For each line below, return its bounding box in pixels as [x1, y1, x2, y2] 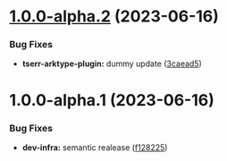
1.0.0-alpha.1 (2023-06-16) [9, 89, 214, 110]
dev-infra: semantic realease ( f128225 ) [21, 141, 168, 153]
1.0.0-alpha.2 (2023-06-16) [9, 6, 219, 27]
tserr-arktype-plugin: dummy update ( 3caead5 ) [21, 58, 203, 69]
